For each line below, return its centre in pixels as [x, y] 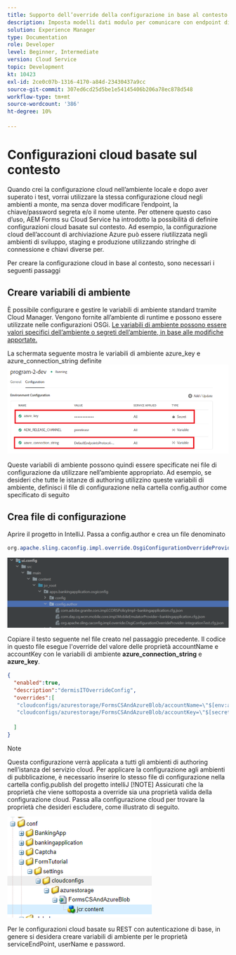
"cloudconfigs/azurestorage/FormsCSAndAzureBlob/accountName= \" [113, 705]
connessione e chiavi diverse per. [56, 249]
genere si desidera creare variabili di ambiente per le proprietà [98, 936]
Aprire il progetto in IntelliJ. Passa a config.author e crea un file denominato [117, 534]
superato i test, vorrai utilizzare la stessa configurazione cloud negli [105, 197]
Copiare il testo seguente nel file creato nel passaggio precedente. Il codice [117, 639]
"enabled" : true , [37, 683]
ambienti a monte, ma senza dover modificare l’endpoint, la [93, 204]
